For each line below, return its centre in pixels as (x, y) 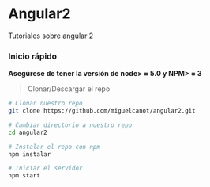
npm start (24, 176)
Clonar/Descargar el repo (69, 89)
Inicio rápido (33, 56)
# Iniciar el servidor (45, 168)
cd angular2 (28, 132)
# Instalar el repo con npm (54, 147)
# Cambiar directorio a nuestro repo (70, 125)
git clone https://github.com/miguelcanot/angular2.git (102, 111)
